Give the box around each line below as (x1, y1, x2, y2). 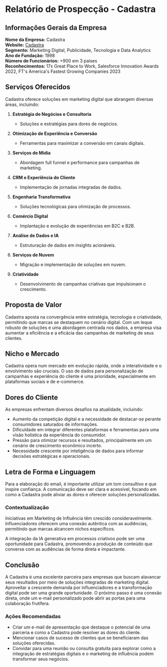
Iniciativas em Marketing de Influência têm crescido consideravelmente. (5, 515, 153, 521)
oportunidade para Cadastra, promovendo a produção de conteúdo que (5, 541, 153, 547)
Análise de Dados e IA (12, 232, 59, 238)
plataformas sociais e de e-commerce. (5, 378, 85, 385)
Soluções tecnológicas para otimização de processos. (19, 203, 131, 209)
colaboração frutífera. (5, 601, 50, 607)
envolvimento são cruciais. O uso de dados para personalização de (5, 368, 144, 374)
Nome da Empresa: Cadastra (5, 36, 65, 42)
